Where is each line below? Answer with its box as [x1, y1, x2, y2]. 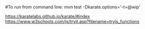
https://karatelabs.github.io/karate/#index [5, 14, 90, 19]
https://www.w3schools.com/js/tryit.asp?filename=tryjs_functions [5, 19, 140, 24]
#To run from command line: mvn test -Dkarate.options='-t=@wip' [5, 4, 141, 10]
